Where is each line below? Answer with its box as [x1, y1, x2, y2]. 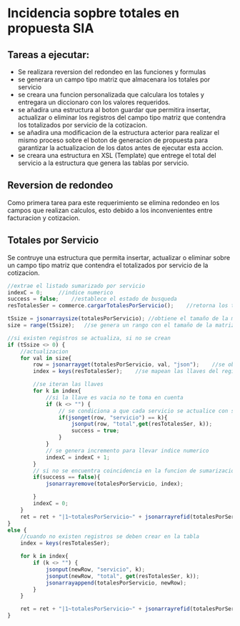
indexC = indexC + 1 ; [45, 454, 111, 461]
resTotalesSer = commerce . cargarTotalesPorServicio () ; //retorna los [7, 302, 229, 309]
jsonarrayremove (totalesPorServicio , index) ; [45, 480, 184, 487]
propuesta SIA [7, 20, 94, 36]
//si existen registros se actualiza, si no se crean [7, 334, 171, 342]
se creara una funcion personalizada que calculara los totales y [17, 91, 205, 99]
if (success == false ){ [33, 474, 101, 481]
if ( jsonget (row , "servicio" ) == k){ [58, 414, 168, 421]
